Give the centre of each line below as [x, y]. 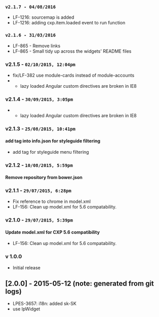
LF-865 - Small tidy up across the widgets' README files [72, 51]
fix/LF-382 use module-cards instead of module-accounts [73, 75]
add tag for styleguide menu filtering [51, 152]
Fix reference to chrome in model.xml [52, 201]
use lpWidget [26, 309]
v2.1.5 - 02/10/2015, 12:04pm [41, 64]
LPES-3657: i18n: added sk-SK [45, 304]
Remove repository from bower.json [44, 177]
